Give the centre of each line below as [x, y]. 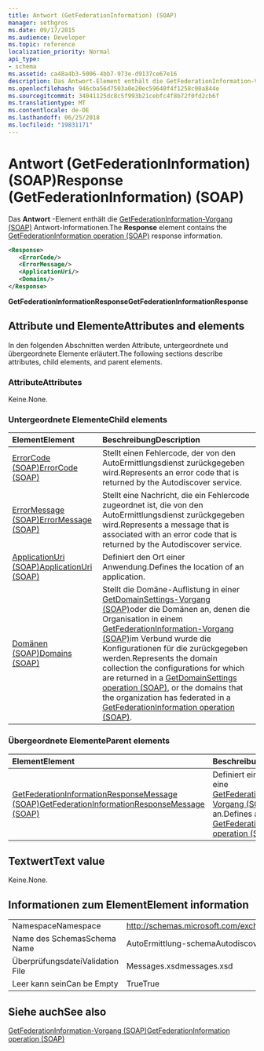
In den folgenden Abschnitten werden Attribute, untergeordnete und [118, 345]
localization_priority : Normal [59, 52]
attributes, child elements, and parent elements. [85, 361]
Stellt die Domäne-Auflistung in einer [171, 590]
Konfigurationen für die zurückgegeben [175, 649]
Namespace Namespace [57, 926]
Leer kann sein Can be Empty [65, 984]
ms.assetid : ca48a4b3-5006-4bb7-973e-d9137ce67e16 [93, 74]
